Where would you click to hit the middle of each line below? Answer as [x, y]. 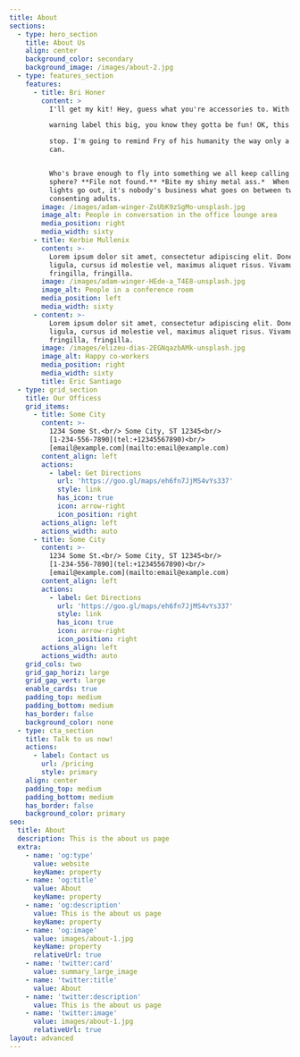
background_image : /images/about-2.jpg [100, 68]
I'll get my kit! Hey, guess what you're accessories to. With [169, 109]
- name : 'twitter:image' [71, 1013]
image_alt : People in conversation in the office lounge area [159, 216]
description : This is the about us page [93, 839]
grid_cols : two [54, 664]
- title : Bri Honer [69, 92]
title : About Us [56, 42]
